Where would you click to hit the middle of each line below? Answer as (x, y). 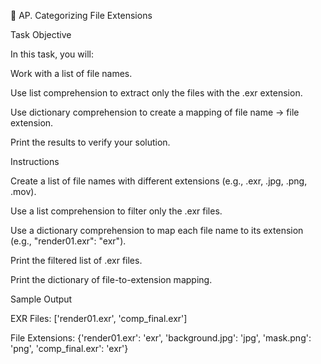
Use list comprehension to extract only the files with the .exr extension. (156, 93)
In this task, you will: (52, 54)
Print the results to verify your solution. (90, 142)
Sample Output (41, 299)
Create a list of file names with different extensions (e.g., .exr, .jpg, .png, (159, 181)
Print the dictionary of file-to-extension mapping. (111, 279)
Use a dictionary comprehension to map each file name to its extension (157, 230)
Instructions (35, 161)
